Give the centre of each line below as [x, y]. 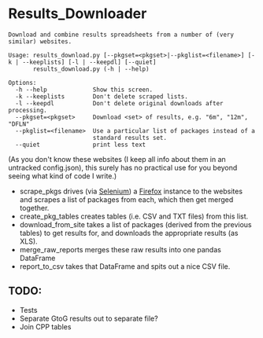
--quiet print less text [81, 145]
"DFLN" [19, 124]
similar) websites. [40, 41]
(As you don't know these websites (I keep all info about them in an [117, 159]
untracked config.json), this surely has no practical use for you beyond [123, 167]
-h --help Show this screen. [84, 90]
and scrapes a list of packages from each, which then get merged [126, 199]
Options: [22, 83]
